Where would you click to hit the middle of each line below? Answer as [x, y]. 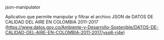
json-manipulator [23, 7]
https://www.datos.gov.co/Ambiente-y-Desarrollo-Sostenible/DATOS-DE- [83, 27]
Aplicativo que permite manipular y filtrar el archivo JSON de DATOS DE [79, 17]
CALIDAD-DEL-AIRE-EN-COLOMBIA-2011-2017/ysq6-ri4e [64, 32]
